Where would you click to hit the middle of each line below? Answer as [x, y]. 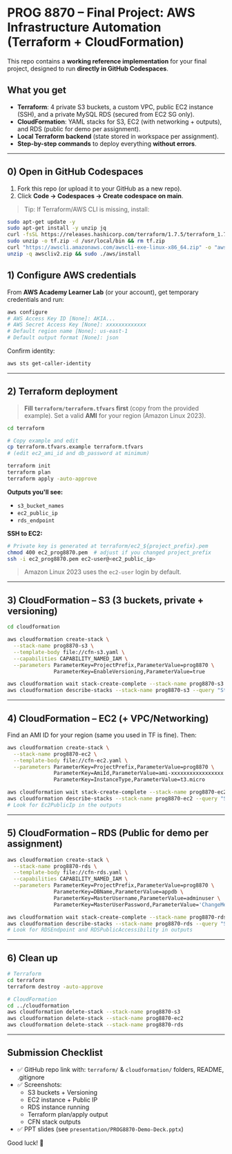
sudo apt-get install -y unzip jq [57, 228]
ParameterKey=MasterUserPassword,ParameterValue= [126, 905]
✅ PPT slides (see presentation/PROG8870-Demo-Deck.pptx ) [100, 1129]
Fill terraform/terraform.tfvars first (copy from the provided [111, 408]
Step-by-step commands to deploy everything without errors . [107, 144]
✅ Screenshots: [39, 1084]
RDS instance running [58, 1107]
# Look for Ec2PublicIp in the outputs [65, 805]
